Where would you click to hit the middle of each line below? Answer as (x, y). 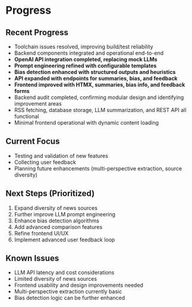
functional (26, 116)
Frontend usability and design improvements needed (79, 285)
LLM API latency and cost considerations (64, 272)
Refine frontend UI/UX (41, 233)
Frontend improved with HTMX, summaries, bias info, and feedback (100, 85)
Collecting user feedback (45, 162)
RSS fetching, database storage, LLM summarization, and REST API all (100, 110)
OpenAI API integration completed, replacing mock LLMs (86, 59)
